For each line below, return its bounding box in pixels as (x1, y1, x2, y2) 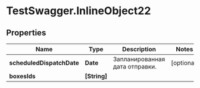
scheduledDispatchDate (9, 59, 79, 67)
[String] (85, 72, 108, 80)
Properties (6, 28, 46, 38)
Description (121, 45, 157, 53)
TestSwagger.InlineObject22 (6, 4, 151, 18)
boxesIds (9, 72, 36, 80)
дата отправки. (112, 63, 157, 70)
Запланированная (112, 55, 165, 63)
